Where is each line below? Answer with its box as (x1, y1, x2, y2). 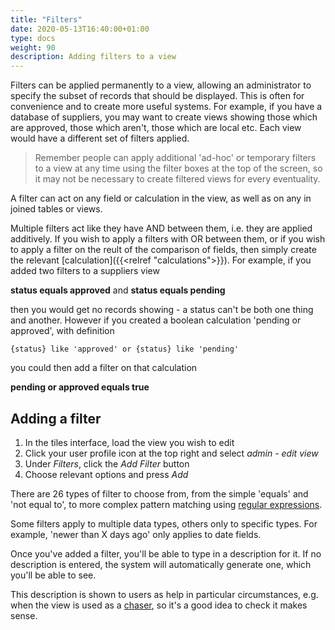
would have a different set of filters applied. (10, 132, 190, 145)
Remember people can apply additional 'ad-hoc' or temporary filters (34, 152, 317, 164)
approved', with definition (10, 325, 115, 337)
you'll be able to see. (10, 569, 97, 581)
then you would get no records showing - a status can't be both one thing (10, 304, 314, 316)
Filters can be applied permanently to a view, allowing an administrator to (10, 79, 312, 91)
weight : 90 (10, 42, 56, 53)
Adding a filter (10, 410, 102, 427)
